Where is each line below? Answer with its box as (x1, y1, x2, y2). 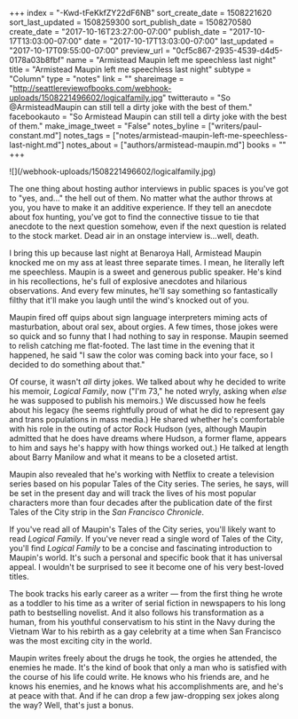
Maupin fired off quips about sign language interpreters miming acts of (9, 312, 268, 322)
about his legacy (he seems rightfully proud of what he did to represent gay (9, 405, 286, 415)
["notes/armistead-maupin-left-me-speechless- (112, 130, 288, 140)
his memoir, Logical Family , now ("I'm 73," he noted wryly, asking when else (9, 386, 287, 396)
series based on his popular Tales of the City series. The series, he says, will (9, 478, 289, 489)
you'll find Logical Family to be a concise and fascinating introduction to (9, 543, 272, 553)
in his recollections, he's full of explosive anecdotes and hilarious (9, 276, 247, 287)
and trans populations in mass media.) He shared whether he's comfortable (9, 415, 286, 424)
